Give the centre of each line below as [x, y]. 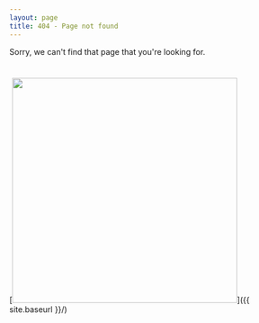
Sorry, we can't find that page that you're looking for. [107, 51]
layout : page [34, 18]
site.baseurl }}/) [38, 309]
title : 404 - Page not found [64, 26]
